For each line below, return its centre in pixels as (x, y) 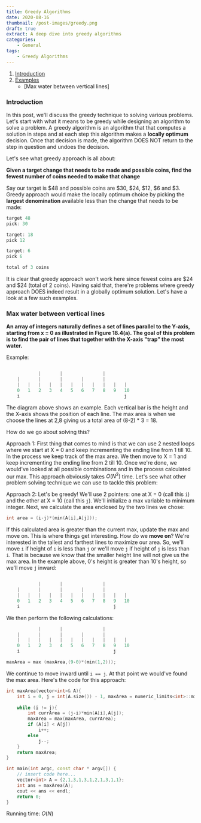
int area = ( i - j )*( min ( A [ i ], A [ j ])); (52, 518)
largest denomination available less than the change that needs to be (92, 200)
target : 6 (19, 251)
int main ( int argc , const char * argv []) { (61, 769)
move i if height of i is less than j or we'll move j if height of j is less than (98, 549)
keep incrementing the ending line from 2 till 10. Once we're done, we (92, 462)
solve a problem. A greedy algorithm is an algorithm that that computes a (96, 127)
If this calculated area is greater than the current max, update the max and (98, 529)
